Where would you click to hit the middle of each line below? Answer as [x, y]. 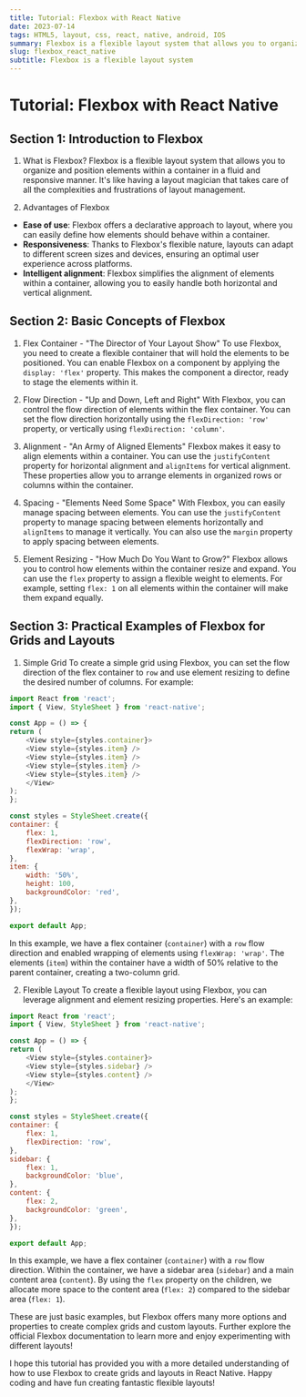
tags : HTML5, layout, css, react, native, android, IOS [117, 35]
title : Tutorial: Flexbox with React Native [95, 18]
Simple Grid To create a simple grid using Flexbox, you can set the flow [156, 662]
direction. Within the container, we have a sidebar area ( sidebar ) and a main [152, 1270]
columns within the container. [78, 484]
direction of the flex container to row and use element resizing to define [156, 672]
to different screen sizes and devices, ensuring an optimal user [141, 254]
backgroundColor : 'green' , [77, 1209]
